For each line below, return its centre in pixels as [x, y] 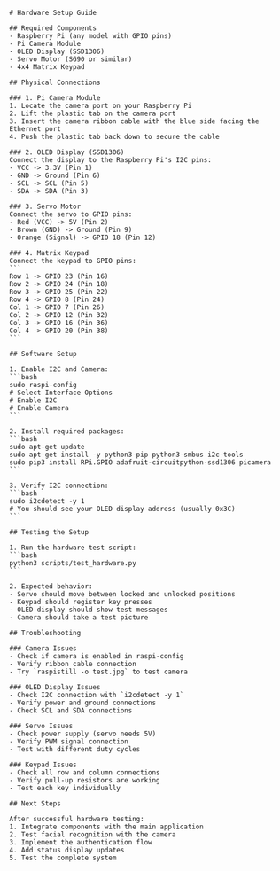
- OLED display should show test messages [89, 610]
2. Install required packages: [67, 432]
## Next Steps [35, 804]
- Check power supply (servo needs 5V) [83, 734]
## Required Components [53, 28]
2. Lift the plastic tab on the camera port [93, 113]
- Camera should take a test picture [79, 618]
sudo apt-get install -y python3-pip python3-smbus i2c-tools [126, 455]
